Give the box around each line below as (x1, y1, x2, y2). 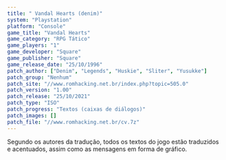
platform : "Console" (7, 23, 67, 30)
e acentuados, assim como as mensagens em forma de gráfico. (7, 145, 188, 153)
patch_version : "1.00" (7, 87, 72, 93)
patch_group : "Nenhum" (7, 73, 72, 81)
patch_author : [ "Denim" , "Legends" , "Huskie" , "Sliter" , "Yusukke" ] (7, 67, 207, 74)
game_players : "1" (7, 42, 60, 49)
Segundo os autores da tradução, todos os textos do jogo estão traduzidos (7, 137, 219, 146)
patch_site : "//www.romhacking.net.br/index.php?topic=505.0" (7, 80, 189, 87)
